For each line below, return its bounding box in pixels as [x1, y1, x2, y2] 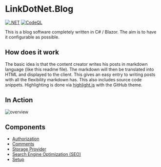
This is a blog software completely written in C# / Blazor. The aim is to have [5, 29, 157, 35]
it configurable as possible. [5, 34, 60, 40]
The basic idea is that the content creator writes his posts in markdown [5, 61, 148, 67]
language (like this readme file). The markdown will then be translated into [5, 66, 154, 72]
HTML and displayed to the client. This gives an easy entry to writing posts [5, 72, 156, 77]
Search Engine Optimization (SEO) [12, 151, 81, 157]
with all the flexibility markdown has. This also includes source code [5, 76, 142, 82]
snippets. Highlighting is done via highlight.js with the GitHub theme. [5, 82, 142, 88]
